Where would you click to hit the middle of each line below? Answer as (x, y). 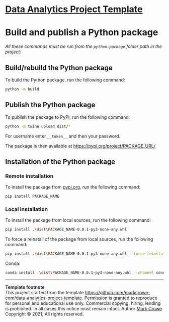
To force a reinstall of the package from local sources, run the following (79, 239)
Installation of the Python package (60, 162)
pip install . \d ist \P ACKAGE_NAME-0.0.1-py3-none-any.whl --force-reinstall (86, 254)
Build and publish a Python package (82, 33)
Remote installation (29, 176)
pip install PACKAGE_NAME (32, 196)
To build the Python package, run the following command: (65, 80)
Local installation (27, 209)
